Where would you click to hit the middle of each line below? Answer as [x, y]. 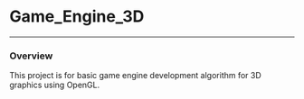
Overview [31, 56]
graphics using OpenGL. [55, 85]
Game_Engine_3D [77, 17]
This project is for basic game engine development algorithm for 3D [136, 76]
